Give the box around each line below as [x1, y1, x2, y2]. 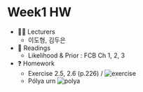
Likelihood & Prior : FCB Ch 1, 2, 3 [27, 51, 125, 60]
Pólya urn [27, 77, 56, 85]
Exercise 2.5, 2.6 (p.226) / [27, 69, 104, 77]
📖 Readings [17, 44, 51, 52]
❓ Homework [17, 59, 55, 67]
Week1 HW [7, 4, 71, 20]
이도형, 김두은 [27, 36, 66, 44]
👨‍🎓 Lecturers [17, 27, 55, 36]
